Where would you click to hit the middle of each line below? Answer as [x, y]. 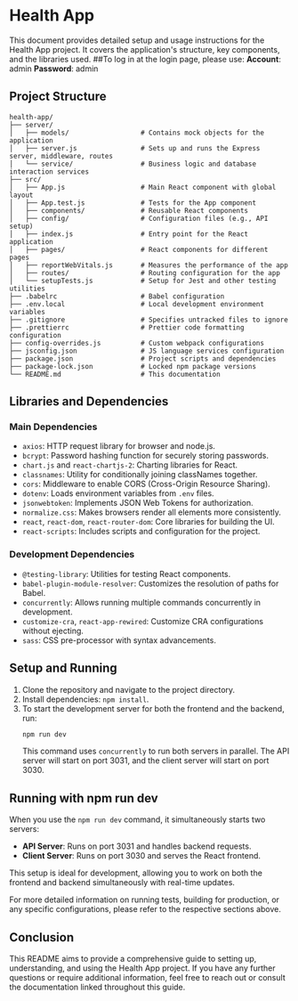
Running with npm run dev [84, 798]
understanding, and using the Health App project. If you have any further [142, 968]
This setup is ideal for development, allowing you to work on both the [136, 873]
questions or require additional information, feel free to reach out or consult [148, 978]
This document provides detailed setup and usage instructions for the [137, 40]
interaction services [49, 171]
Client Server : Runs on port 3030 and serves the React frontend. [141, 856]
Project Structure [58, 97]
